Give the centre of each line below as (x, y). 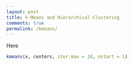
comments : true (25, 23)
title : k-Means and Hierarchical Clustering (63, 17)
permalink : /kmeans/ (32, 29)
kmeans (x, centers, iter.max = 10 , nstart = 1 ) (67, 57)
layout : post (23, 12)
